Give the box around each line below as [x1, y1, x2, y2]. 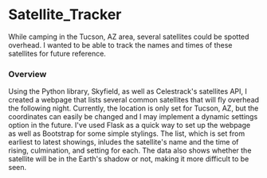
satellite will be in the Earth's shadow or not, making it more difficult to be [8, 154, 249, 164]
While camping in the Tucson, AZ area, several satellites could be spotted [8, 32, 249, 41]
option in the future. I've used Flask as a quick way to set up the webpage [8, 121, 251, 130]
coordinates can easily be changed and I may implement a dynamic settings [8, 112, 258, 122]
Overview [8, 68, 47, 79]
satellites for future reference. [8, 48, 106, 58]
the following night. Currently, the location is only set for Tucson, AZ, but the [8, 103, 259, 113]
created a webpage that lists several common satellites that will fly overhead [8, 95, 260, 105]
